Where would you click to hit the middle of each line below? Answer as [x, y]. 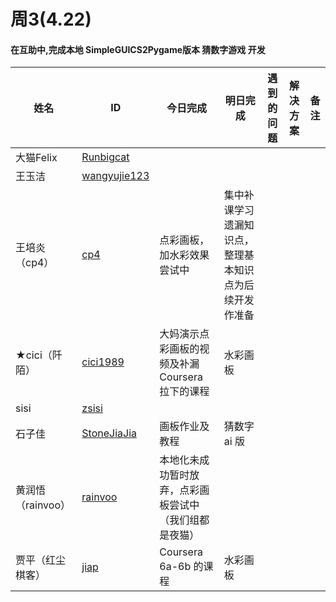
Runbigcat [105, 157]
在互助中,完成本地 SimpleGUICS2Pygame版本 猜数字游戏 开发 [138, 49]
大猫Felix [36, 158]
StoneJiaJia [109, 433]
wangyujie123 [115, 176]
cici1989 [103, 362]
